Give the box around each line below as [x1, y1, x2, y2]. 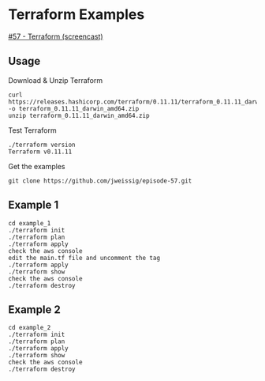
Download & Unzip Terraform [8, 75, 103, 85]
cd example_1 [8, 219, 51, 227]
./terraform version [8, 141, 77, 149]
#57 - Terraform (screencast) [8, 32, 104, 41]
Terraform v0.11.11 [8, 148, 73, 156]
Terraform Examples [8, 6, 145, 24]
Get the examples [8, 161, 65, 171]
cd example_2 [8, 324, 51, 332]
